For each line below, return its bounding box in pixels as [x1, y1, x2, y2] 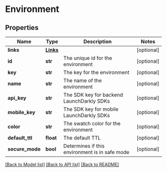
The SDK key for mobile [63, 106, 119, 113]
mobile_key [7, 109, 36, 116]
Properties [5, 23, 39, 32]
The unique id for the [63, 55, 112, 61]
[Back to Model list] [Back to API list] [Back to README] [5, 162, 119, 168]
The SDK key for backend [63, 91, 123, 98]
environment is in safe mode [63, 149, 130, 156]
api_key [7, 95, 26, 101]
